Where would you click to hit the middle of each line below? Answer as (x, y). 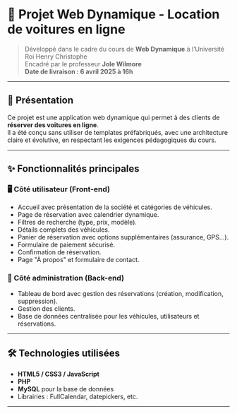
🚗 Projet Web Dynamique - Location (114, 14)
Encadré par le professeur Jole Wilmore (83, 64)
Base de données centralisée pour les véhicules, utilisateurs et (108, 316)
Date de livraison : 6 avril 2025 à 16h (79, 71)
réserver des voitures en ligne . (53, 125)
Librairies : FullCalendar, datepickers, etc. (78, 396)
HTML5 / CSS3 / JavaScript (59, 374)
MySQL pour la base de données (66, 389)
